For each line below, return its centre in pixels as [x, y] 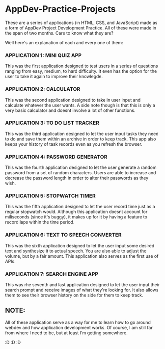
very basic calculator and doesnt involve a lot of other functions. [70, 110]
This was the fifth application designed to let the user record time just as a [80, 207]
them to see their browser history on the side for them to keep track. [74, 295]
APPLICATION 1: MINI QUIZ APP [43, 55]
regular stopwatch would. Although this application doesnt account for [76, 212]
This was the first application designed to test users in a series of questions [82, 66]
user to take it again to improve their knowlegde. [54, 77]
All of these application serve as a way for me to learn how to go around [78, 322]
